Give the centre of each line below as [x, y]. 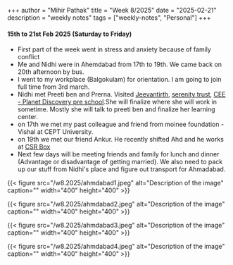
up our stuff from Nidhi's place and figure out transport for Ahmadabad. [121, 169]
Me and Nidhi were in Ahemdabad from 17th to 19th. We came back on [120, 64]
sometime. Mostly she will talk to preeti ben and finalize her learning [116, 109]
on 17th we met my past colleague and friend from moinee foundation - [120, 124]
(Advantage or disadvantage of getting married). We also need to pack [120, 162]
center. [28, 117]
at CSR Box [34, 147]
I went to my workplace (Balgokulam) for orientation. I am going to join [119, 80]
